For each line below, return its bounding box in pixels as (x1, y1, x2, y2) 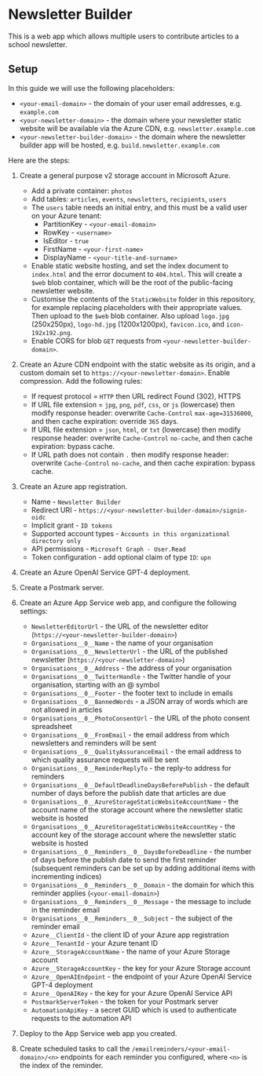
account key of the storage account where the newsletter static (31, 830, 237, 839)
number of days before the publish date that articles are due (31, 788, 226, 797)
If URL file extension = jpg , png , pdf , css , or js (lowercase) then (31, 399, 236, 409)
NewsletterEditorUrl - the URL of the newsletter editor (31, 622, 209, 631)
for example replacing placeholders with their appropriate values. (31, 302, 243, 312)
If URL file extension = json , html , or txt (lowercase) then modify (31, 425, 241, 434)
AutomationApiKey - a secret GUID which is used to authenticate (31, 1005, 237, 1014)
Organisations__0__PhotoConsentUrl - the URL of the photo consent (31, 713, 250, 723)
